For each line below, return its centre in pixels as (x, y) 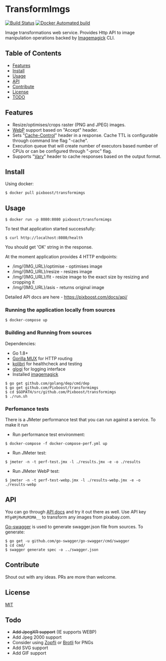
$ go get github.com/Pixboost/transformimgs (52, 388)
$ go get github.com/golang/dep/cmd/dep (48, 383)
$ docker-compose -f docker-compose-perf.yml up (56, 444)
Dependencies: (21, 343)
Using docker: (19, 184)
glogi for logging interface (39, 369)
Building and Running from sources (48, 333)
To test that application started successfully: (50, 229)
